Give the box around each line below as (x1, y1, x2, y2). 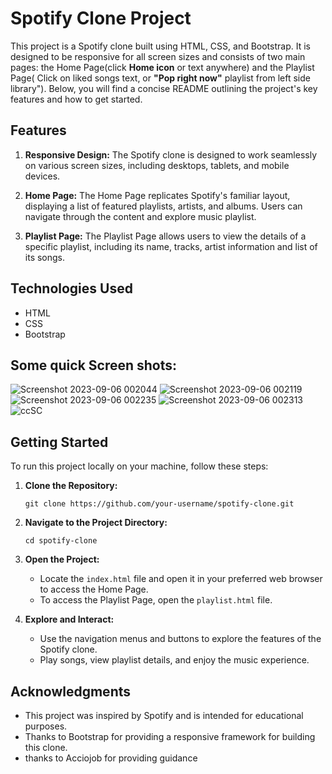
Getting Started (10, 433, 109, 451)
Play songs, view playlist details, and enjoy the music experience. (39, 654, 310, 666)
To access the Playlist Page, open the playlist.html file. (39, 594, 273, 606)
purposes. (24, 720, 68, 732)
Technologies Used (10, 280, 133, 297)
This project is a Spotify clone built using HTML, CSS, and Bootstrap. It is (10, 40, 311, 52)
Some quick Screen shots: (10, 357, 178, 374)
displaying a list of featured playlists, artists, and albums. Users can (24, 200, 303, 212)
